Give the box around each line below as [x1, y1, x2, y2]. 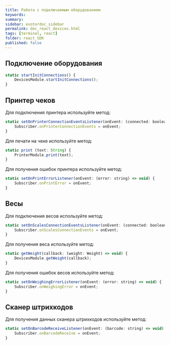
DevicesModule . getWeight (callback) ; [14, 256, 92, 261]
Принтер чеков [5, 96, 56, 104]
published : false [5, 41, 42, 46]
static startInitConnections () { [5, 72, 76, 78]
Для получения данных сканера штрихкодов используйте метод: [5, 316, 147, 322]
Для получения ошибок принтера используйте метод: [5, 166, 122, 172]
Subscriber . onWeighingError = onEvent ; [14, 284, 99, 289]
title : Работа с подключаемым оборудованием [5, 7, 101, 13]
